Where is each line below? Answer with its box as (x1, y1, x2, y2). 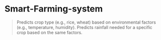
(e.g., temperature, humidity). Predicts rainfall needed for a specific (16, 24, 153, 30)
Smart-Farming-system (4, 3, 103, 14)
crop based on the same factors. (16, 29, 83, 35)
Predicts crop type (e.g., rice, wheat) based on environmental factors (16, 19, 156, 25)
